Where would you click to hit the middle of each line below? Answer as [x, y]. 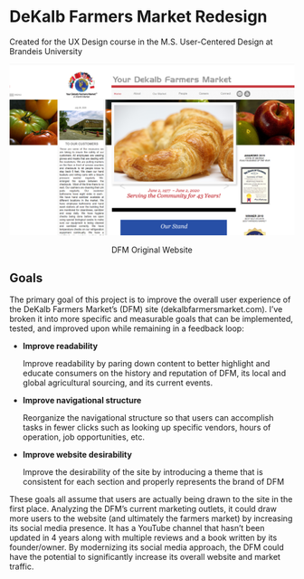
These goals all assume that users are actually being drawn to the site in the [151, 499]
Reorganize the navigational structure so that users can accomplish [148, 418]
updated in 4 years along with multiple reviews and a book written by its [143, 538]
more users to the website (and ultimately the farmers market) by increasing [151, 518]
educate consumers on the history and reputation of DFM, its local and [154, 374]
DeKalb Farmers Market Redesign [138, 17]
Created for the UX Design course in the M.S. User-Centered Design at [141, 42]
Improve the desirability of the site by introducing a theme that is [143, 472]
